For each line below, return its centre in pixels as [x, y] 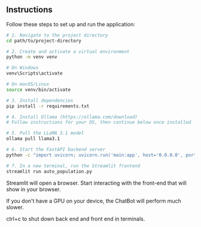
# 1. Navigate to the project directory [57, 35]
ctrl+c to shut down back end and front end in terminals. [76, 219]
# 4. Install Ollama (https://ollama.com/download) [72, 117]
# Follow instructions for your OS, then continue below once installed [99, 122]
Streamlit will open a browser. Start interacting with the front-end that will [96, 183]
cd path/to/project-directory [44, 41]
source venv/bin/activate [38, 90]
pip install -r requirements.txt [48, 106]
